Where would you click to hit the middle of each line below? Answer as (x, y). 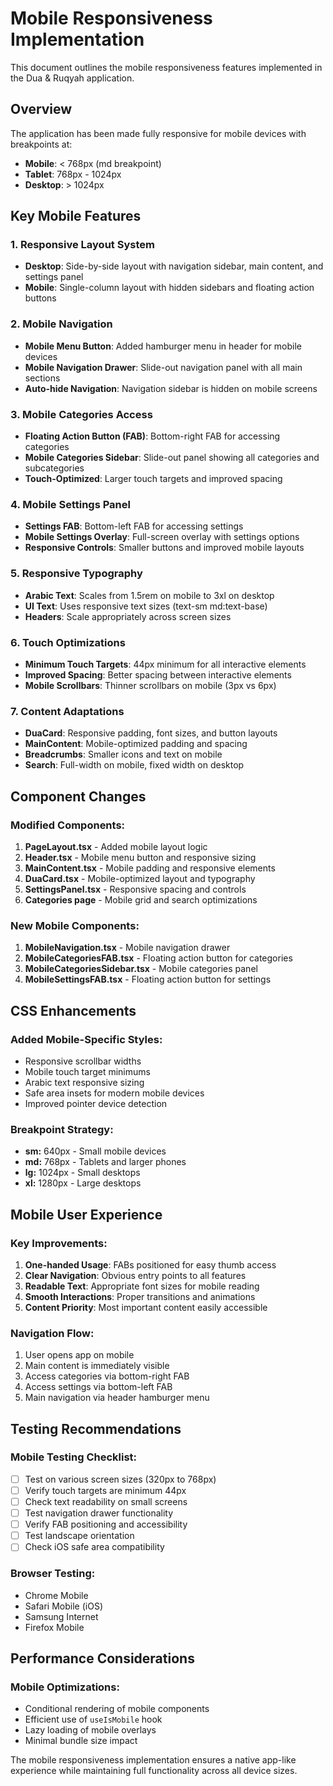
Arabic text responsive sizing (84, 1082)
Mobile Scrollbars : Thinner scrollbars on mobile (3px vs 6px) (150, 685)
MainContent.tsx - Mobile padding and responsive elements (150, 868)
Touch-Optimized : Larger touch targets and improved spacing (153, 479)
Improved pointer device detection (96, 1103)
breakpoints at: (41, 144)
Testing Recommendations (96, 1428)
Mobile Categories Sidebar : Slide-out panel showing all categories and (172, 458)
